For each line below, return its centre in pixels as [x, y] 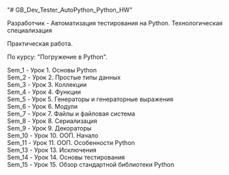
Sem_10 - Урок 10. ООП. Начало [53, 135]
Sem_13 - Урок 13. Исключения [52, 150]
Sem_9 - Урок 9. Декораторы [49, 128]
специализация [30, 30]
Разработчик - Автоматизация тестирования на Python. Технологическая [115, 23]
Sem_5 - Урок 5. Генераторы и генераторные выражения [90, 99]
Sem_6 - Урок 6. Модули [42, 106]
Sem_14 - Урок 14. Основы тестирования [66, 157]
